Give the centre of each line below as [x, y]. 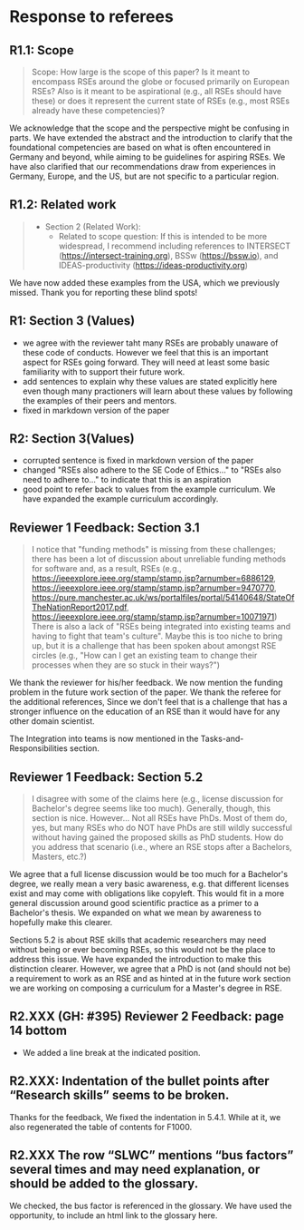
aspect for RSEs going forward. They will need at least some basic [146, 362]
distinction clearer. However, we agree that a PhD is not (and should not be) [150, 969]
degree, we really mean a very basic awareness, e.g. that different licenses [149, 884]
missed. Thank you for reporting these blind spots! [104, 292]
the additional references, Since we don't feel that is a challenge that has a [148, 702]
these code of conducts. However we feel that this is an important [145, 352]
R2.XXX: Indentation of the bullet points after [139, 1081]
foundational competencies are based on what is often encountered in [140, 147]
